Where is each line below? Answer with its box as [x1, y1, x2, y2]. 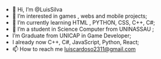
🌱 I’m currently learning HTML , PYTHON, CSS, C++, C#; [12, 19, 155, 26]
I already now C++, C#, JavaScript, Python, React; [12, 39, 140, 45]
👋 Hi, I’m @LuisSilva [12, 6, 62, 13]
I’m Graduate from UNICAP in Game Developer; [12, 32, 132, 39]
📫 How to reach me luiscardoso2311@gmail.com [12, 45, 136, 52]
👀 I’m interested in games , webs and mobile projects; [12, 12, 148, 20]
